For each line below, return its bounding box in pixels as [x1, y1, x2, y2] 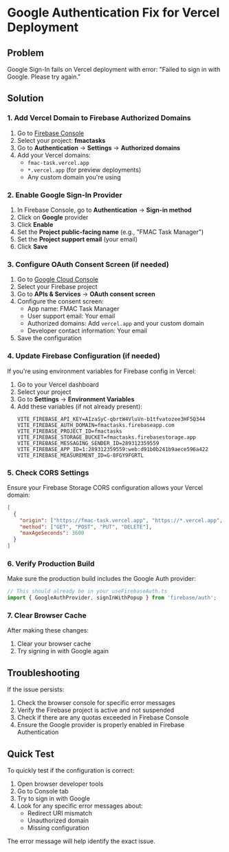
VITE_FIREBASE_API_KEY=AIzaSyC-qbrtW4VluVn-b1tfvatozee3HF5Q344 [17, 415, 206, 422]
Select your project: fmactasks [17, 136, 106, 144]
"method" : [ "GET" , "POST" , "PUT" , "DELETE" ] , [19, 523, 153, 531]
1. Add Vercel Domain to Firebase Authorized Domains [7, 113, 191, 123]
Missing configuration [27, 823, 89, 832]
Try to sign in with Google [17, 794, 91, 802]
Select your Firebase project [17, 283, 98, 291]
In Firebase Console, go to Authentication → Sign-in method [17, 206, 192, 214]
